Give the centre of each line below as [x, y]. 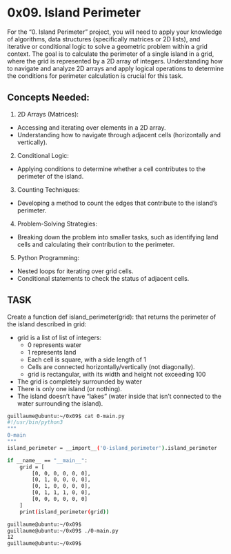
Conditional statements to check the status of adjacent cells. [103, 278]
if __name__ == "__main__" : [48, 460]
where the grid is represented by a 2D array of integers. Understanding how [115, 61]
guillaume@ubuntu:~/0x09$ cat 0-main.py [66, 416]
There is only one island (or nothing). [70, 388]
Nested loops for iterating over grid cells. [75, 271]
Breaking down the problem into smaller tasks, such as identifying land [118, 237]
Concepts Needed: [48, 98]
